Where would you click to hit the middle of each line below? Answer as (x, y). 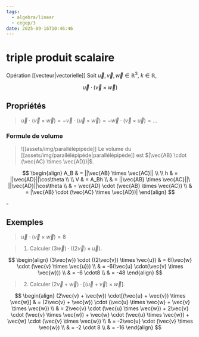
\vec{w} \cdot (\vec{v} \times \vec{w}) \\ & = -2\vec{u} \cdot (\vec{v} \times (100, 321)
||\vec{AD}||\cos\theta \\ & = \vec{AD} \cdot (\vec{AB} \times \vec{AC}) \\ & (100, 185)
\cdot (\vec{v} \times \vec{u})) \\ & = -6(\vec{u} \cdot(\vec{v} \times (100, 266)
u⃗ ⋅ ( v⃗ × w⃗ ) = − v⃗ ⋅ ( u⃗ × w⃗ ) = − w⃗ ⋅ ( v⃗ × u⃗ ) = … (89, 120)
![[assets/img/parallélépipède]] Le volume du (76, 149)
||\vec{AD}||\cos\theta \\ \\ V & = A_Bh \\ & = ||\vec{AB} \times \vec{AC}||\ (100, 179)
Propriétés (26, 106)
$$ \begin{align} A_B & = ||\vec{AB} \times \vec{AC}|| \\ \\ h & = (100, 173)
